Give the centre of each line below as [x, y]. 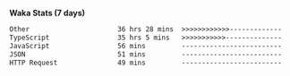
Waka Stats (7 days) [47, 13]
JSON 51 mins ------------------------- [145, 54]
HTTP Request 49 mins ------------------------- [145, 63]
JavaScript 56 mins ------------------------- [145, 46]
